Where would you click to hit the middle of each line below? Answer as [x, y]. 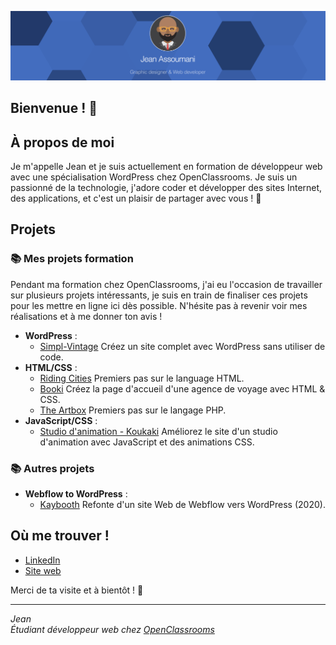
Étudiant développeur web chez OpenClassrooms [112, 629]
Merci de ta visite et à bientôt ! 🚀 [77, 590]
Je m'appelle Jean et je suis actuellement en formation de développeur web [166, 166]
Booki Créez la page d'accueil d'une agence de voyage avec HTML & [182, 388]
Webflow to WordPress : [76, 493]
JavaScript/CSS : [61, 420]
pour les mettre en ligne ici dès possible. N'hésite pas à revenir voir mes [159, 305]
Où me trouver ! [60, 536]
